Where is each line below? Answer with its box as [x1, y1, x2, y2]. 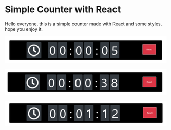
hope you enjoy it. [5, 26, 43, 32]
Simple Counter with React [5, 4, 121, 15]
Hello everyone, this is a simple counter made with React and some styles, [5, 21, 162, 27]
